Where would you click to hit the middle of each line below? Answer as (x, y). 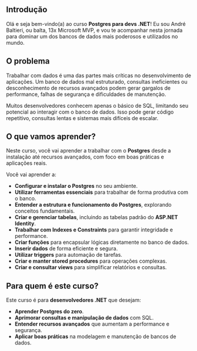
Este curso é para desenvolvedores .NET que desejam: (74, 300)
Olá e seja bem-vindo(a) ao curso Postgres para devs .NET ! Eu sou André (96, 24)
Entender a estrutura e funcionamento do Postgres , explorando (93, 205)
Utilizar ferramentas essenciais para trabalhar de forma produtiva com (101, 192)
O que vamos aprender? (51, 137)
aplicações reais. (27, 163)
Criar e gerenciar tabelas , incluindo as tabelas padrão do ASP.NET (96, 217)
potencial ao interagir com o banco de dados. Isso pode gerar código (90, 112)
